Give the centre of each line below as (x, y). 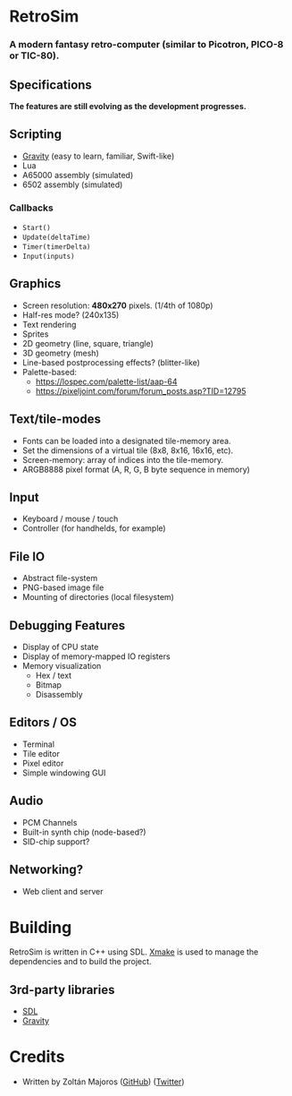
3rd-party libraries (62, 990)
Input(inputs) (48, 257)
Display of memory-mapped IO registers (96, 656)
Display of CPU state (60, 647)
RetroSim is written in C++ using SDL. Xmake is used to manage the (134, 952)
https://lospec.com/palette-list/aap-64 (106, 381)
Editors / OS (43, 723)
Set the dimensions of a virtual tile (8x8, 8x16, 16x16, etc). (128, 450)
